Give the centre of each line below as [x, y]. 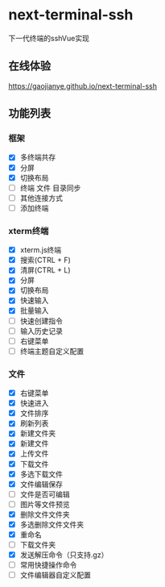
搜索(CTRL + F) [45, 260]
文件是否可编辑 [45, 494]
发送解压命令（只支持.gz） [64, 555]
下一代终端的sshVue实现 [49, 38]
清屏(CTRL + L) [45, 270]
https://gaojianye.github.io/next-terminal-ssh [82, 85]
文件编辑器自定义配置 [55, 575]
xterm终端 [29, 231]
